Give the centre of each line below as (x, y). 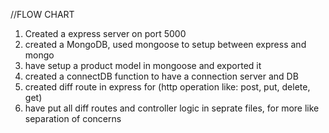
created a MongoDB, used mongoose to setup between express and (165, 44)
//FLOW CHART (42, 14)
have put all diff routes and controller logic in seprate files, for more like (172, 108)
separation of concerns (73, 118)
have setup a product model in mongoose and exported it (143, 65)
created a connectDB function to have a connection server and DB (161, 76)
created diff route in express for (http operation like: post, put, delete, (167, 87)
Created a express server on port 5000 (105, 33)
